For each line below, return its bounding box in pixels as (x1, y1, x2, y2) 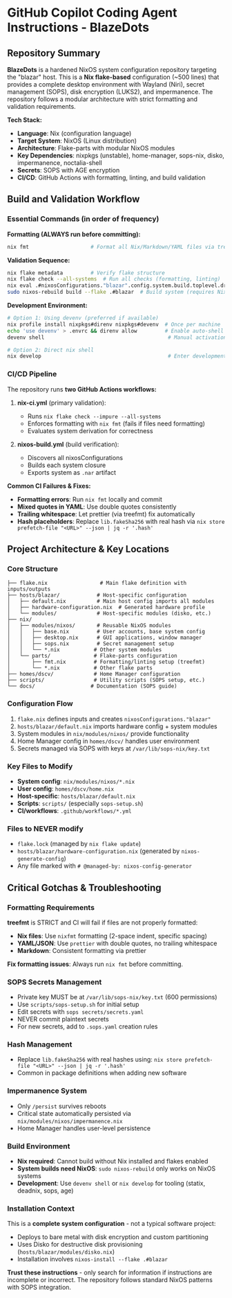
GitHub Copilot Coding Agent (7, 5, 177, 21)
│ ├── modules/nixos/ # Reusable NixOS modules (7, 622, 171, 629)
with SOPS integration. (7, 1283, 71, 1292)
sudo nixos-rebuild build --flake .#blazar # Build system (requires (7, 289, 215, 296)
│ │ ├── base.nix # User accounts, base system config (7, 629, 206, 635)
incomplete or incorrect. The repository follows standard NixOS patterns (7, 1276, 213, 1284)
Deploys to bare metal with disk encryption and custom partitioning (17, 1233, 209, 1241)
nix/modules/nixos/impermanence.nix (17, 1118, 123, 1125)
